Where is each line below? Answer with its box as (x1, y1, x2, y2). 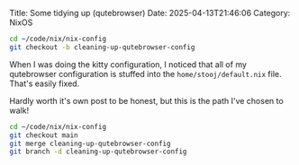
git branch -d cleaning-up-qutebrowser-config (9, 147, 187, 156)
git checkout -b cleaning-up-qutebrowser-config (9, 42, 195, 52)
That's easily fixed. (9, 78, 80, 89)
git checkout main (9, 130, 78, 140)
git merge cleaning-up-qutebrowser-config (9, 139, 171, 148)
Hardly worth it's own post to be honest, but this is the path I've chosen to (9, 95, 284, 106)
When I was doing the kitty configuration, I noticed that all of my (9, 58, 248, 70)
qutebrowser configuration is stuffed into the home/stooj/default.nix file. (9, 68, 282, 79)
